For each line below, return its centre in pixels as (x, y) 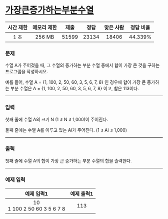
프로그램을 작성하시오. (27, 72)
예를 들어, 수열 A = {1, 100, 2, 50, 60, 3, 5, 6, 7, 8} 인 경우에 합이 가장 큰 (75, 82)
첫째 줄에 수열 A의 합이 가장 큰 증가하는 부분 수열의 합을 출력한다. (68, 160)
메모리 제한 (45, 27)
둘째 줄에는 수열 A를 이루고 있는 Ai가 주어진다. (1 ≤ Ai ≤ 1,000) (66, 130)
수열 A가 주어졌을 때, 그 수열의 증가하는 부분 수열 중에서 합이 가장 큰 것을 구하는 (82, 65)
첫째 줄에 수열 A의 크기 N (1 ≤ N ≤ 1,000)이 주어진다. (57, 119)
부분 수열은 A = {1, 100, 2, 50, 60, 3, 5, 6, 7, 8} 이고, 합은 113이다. (74, 89)
